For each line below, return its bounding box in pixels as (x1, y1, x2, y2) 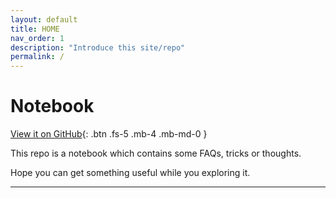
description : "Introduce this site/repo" (10, 42, 186, 53)
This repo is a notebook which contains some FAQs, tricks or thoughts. (10, 147, 302, 160)
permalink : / (10, 52, 65, 62)
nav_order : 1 (10, 33, 65, 43)
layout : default (10, 14, 78, 25)
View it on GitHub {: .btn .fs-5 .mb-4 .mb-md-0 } (10, 128, 208, 140)
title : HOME (10, 24, 60, 34)
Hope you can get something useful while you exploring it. (10, 167, 251, 179)
